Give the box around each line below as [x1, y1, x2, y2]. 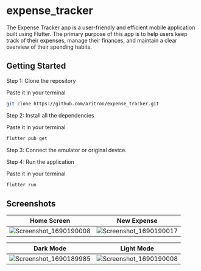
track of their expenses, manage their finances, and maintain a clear [6, 37, 178, 44]
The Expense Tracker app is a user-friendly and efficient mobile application [6, 24, 196, 31]
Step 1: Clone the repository [6, 77, 76, 84]
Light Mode [120, 244, 154, 253]
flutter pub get [6, 135, 48, 141]
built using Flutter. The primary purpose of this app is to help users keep [6, 30, 188, 37]
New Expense [116, 217, 158, 225]
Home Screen [29, 217, 71, 225]
